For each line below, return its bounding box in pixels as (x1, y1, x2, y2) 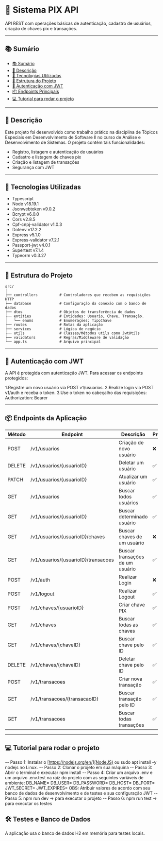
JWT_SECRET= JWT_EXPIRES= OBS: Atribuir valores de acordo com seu (5, 785, 150, 791)
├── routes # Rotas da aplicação (5, 323, 103, 327)
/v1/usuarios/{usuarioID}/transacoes (30, 556, 114, 563)
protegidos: (5, 375, 28, 381)
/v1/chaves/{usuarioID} (30, 604, 84, 611)
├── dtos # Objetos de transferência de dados (5, 309, 136, 315)
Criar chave (118, 601, 146, 608)
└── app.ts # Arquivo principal (5, 340, 101, 344)
